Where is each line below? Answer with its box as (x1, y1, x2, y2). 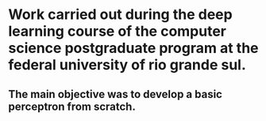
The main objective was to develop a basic (8, 87, 222, 100)
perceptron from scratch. (8, 100, 137, 113)
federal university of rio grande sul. (8, 56, 246, 74)
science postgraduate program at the (8, 40, 259, 57)
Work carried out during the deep (8, 6, 233, 24)
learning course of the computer (8, 22, 227, 40)
